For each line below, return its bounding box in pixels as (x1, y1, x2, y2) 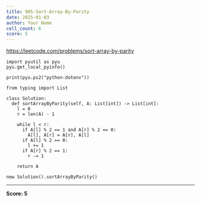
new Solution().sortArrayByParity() (6, 174, 98, 180)
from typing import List (6, 85, 68, 91)
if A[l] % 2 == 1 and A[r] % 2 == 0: (22, 127, 117, 133)
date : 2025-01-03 (6, 14, 50, 20)
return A (17, 164, 39, 170)
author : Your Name (6, 20, 52, 26)
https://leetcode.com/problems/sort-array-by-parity (6, 47, 135, 54)
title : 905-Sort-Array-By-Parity (6, 8, 90, 15)
